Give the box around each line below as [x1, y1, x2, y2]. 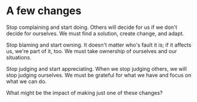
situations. [6, 54, 31, 61]
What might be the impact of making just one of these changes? [6, 89, 163, 96]
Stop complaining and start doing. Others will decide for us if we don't [6, 24, 177, 31]
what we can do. [6, 78, 47, 85]
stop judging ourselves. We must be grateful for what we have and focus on [6, 71, 192, 78]
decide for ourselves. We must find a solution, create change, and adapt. [6, 29, 185, 37]
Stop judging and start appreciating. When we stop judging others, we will [6, 65, 187, 72]
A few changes [6, 4, 82, 18]
